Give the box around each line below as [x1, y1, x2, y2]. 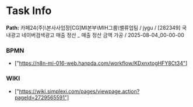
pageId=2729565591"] [14, 94, 69, 101]
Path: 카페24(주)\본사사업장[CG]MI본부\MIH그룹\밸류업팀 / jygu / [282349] [6, 24, 181, 31]
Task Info [6, 4, 52, 18]
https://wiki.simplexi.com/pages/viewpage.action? [19, 88, 140, 95]
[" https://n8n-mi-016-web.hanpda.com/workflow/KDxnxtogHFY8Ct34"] [14, 60, 188, 67]
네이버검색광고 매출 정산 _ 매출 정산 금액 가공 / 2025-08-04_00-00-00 [21, 31, 185, 39]
